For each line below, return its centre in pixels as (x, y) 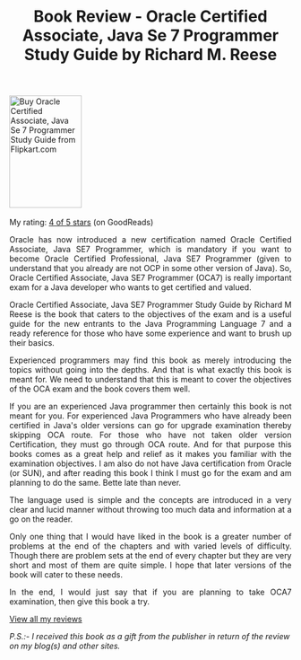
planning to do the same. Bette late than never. (95, 483)
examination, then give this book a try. (80, 602)
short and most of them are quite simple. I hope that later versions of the (150, 565)
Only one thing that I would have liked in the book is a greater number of (150, 537)
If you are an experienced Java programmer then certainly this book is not (150, 407)
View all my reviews (46, 619)
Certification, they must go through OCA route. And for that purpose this (150, 444)
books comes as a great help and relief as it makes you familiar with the (150, 454)
